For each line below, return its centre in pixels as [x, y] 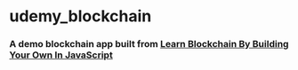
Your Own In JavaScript [61, 55]
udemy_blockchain [81, 16]
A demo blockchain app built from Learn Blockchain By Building [149, 44]
